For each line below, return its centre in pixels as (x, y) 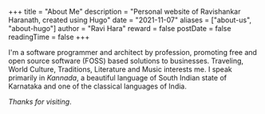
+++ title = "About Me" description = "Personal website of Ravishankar (125, 12)
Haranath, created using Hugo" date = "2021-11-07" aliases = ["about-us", (130, 20)
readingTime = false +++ (49, 37)
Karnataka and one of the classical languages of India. (98, 86)
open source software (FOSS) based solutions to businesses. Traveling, (126, 61)
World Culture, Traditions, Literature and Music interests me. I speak (121, 69)
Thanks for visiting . (40, 102)
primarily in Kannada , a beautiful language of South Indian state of (118, 78)
